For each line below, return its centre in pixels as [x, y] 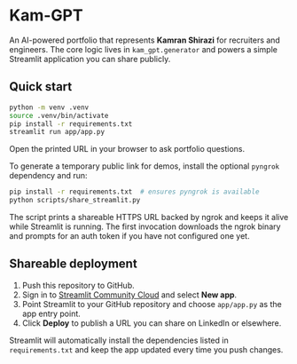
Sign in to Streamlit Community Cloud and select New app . [129, 295]
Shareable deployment [73, 264]
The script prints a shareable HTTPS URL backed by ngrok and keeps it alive [149, 217]
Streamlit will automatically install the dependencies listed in [119, 340]
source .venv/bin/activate [59, 115]
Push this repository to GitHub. [78, 285]
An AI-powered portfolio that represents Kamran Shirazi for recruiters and [145, 40]
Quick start [41, 87]
